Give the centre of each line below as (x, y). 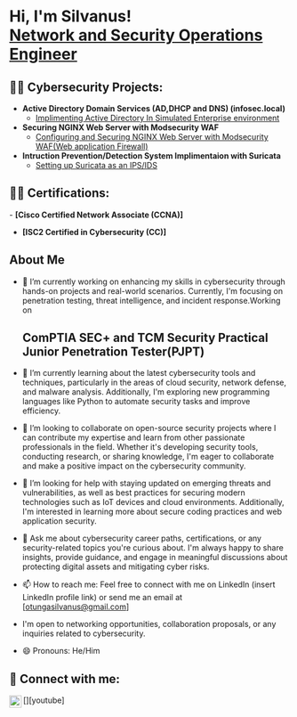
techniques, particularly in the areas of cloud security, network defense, (154, 383)
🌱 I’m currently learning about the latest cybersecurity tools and (139, 373)
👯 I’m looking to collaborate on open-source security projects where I (149, 428)
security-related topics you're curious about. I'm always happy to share (153, 548)
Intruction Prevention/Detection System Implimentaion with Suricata (152, 156)
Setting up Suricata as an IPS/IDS (96, 165)
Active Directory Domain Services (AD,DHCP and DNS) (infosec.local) (154, 108)
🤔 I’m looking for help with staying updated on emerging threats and (146, 484)
